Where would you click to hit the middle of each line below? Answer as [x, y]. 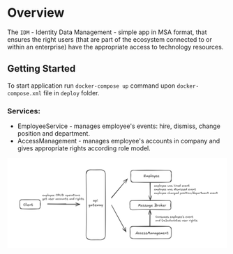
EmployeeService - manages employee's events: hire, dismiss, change [119, 126]
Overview [36, 13]
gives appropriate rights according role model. [84, 148]
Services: [24, 111]
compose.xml [24, 93]
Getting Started [42, 69]
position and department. [54, 134]
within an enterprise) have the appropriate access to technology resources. [115, 47]
